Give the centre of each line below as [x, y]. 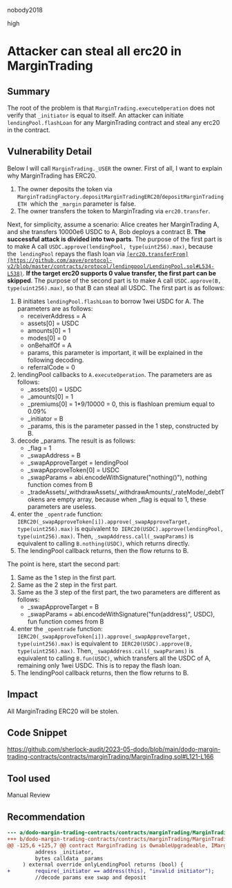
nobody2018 [25, 10]
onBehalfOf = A [49, 345]
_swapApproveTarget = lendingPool [78, 463]
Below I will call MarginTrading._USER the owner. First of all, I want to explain [115, 168]
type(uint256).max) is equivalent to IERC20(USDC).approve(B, [105, 643]
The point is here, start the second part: [64, 564]
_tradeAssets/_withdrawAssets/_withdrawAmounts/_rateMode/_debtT [126, 492]
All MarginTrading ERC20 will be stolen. [63, 711]
